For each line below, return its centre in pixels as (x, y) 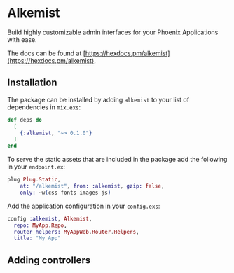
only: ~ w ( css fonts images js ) (66, 192)
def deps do (25, 120)
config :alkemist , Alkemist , (50, 218)
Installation (32, 83)
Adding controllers (49, 260)
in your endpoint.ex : (36, 167)
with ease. (22, 39)
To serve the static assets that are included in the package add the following (117, 160)
